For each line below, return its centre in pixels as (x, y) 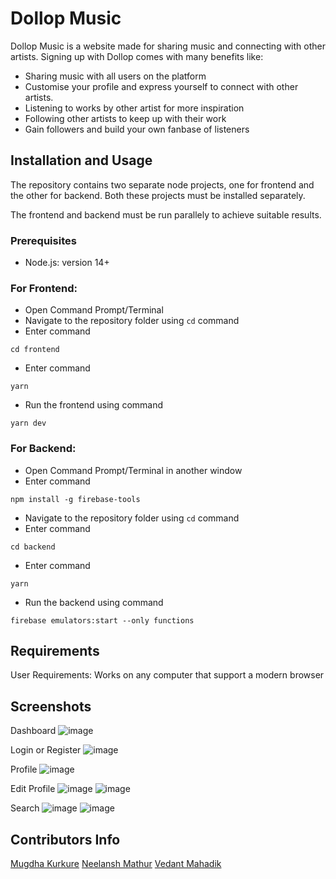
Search (25, 808)
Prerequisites (43, 240)
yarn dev (28, 423)
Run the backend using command (94, 602)
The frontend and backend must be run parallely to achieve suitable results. (166, 214)
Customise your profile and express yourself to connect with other (161, 86)
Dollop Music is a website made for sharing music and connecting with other (168, 46)
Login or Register (46, 750)
